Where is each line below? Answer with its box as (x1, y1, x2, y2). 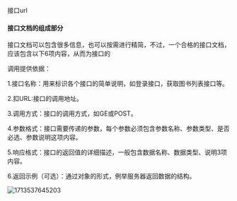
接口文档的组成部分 (7, 23, 64, 32)
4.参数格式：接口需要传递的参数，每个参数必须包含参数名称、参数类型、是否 (7, 124, 230, 133)
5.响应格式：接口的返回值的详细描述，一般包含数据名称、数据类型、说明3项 (7, 148, 228, 157)
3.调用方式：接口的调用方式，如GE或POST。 (7, 109, 137, 118)
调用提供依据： (7, 64, 51, 73)
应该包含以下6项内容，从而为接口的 (7, 49, 111, 58)
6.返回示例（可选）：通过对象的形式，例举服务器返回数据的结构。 (7, 172, 196, 181)
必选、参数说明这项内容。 (7, 133, 82, 142)
